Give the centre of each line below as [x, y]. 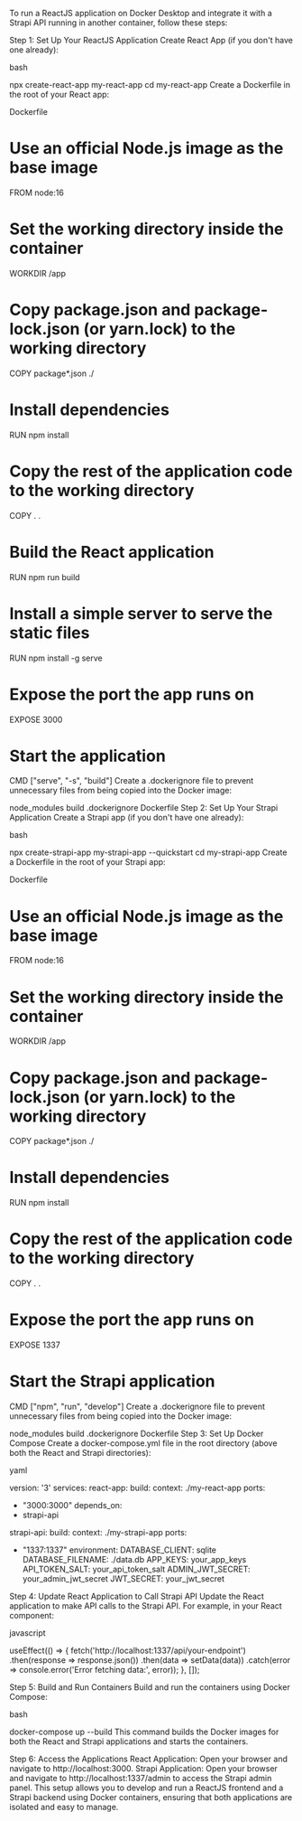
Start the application [88, 756]
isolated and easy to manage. [64, 1807]
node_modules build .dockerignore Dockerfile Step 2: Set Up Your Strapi [144, 808]
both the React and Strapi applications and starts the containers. [129, 1741]
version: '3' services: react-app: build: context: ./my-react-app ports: [137, 1488]
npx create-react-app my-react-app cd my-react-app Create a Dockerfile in [150, 84]
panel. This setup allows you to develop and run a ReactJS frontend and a [146, 1788]
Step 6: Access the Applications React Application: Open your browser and [149, 1759]
